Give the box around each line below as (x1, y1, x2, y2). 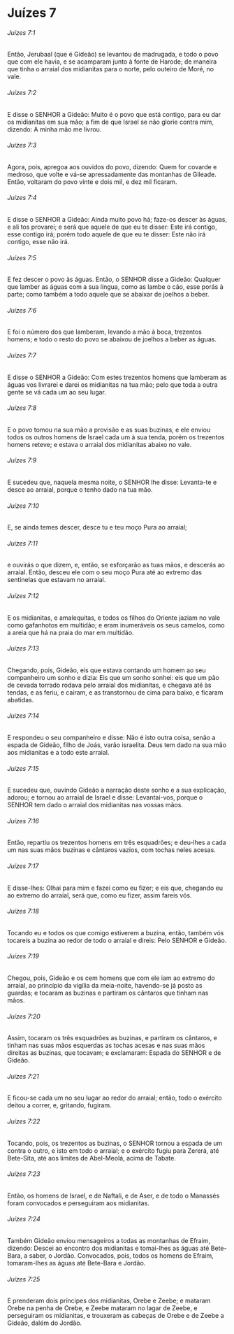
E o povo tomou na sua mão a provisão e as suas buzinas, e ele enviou (7, 425, 211, 434)
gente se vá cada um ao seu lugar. (7, 388, 107, 396)
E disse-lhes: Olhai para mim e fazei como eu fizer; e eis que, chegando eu (7, 884, 224, 892)
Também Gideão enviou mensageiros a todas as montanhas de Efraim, (7, 1237, 211, 1245)
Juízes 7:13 (7, 644, 40, 653)
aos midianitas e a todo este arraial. (7, 748, 110, 757)
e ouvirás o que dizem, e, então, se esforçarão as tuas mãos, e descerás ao (7, 561, 226, 569)
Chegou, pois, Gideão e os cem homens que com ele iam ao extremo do (7, 974, 215, 982)
